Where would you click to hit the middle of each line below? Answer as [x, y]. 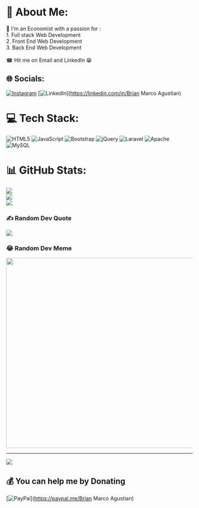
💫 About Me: [37, 12]
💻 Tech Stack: [43, 118]
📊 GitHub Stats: [46, 170]
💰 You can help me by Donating [66, 481]
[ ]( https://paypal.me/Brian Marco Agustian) [70, 498]
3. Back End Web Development [44, 48]
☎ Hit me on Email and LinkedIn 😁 [49, 60]
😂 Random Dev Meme [39, 248]
